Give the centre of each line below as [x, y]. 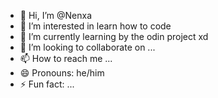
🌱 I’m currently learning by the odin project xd [114, 36]
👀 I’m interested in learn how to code [95, 26]
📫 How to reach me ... [66, 58]
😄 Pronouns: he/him [62, 73]
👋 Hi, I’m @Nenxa [56, 15]
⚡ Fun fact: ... [47, 84]
